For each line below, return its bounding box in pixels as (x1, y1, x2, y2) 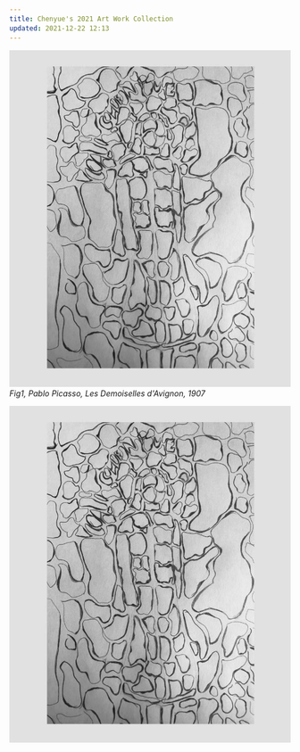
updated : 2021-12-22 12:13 (9, 23, 110, 33)
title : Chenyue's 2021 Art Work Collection (9, 14, 174, 23)
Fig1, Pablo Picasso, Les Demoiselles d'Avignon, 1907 (9, 388, 205, 399)
